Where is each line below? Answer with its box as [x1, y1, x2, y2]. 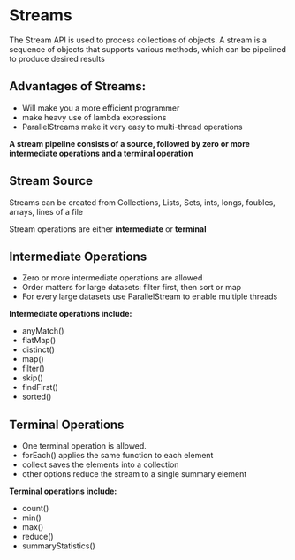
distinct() [21, 344, 56, 355]
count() [21, 503, 49, 514]
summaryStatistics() [21, 541, 95, 551]
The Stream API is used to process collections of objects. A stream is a [9, 35, 268, 45]
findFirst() [21, 382, 59, 393]
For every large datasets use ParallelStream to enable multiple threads [21, 291, 278, 302]
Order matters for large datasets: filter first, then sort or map [21, 282, 242, 293]
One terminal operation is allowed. [21, 441, 147, 451]
